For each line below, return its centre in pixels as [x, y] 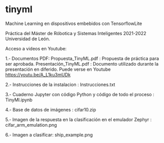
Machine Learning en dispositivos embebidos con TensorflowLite [74, 23]
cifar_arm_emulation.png [31, 125]
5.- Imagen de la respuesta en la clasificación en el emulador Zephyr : [78, 119]
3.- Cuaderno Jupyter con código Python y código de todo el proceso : [80, 94]
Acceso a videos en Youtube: [36, 48]
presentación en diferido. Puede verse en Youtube [58, 69]
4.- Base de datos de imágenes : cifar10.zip [51, 109]
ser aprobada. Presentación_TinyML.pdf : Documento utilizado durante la [82, 64]
